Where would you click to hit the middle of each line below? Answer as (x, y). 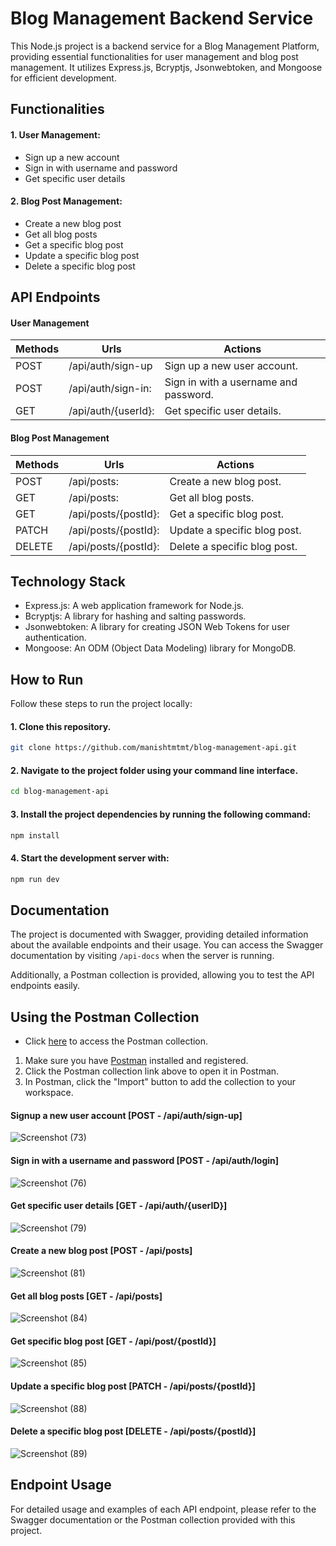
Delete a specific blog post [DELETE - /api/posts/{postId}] (133, 1431)
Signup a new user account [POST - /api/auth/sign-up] (126, 1115)
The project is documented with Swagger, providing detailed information (159, 934)
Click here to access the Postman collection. (116, 1041)
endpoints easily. (45, 986)
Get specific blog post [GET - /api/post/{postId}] (113, 1341)
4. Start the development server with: (90, 858)
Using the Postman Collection (105, 1017)
